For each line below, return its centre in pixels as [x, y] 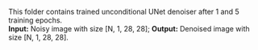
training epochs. [35, 20]
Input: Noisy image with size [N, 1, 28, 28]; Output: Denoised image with [129, 29]
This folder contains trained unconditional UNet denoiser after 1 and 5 [124, 12]
